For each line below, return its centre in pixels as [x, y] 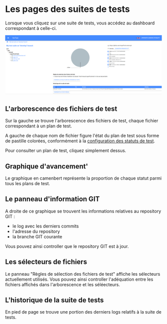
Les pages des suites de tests [68, 9]
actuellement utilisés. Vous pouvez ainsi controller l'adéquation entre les [79, 279]
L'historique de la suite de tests [54, 300]
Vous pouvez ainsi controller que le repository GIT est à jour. [67, 246]
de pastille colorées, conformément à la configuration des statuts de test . [80, 141]
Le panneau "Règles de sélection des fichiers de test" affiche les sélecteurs [83, 274]
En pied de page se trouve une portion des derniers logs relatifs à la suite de [83, 312]
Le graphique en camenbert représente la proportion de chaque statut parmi [83, 178]
